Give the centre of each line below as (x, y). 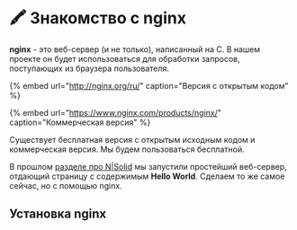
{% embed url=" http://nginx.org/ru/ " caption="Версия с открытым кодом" (149, 85)
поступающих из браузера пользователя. (89, 68)
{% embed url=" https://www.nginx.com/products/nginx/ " (116, 112)
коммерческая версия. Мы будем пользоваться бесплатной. (127, 149)
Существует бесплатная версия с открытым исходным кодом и (132, 139)
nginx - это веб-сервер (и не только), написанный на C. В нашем (135, 49)
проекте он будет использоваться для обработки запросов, (125, 58)
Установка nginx (58, 214)
